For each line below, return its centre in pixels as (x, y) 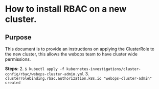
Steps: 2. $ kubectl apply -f (35, 69)
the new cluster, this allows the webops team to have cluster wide (71, 54)
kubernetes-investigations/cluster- (103, 69)
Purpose (18, 37)
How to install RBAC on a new (66, 9)
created (13, 83)
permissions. (18, 59)
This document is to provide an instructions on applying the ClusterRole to (80, 49)
